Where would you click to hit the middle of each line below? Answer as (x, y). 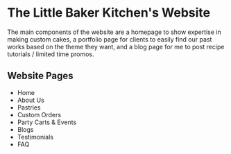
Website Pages (40, 76)
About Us (31, 100)
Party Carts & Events (47, 122)
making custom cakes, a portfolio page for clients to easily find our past (110, 39)
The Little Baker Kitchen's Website (109, 13)
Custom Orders (39, 114)
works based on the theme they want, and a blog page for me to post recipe (116, 46)
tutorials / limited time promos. (51, 54)
